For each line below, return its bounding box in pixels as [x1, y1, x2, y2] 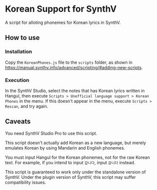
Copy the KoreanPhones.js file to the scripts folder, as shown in [5, 59, 133, 65]
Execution [5, 76, 30, 83]
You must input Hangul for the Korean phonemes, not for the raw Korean [5, 154, 150, 160]
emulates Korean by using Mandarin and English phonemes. [5, 145, 125, 151]
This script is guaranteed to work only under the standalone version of [5, 169, 146, 175]
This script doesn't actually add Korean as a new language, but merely [5, 140, 146, 146]
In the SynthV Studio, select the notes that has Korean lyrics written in [5, 88, 145, 94]
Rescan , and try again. [5, 103, 49, 109]
